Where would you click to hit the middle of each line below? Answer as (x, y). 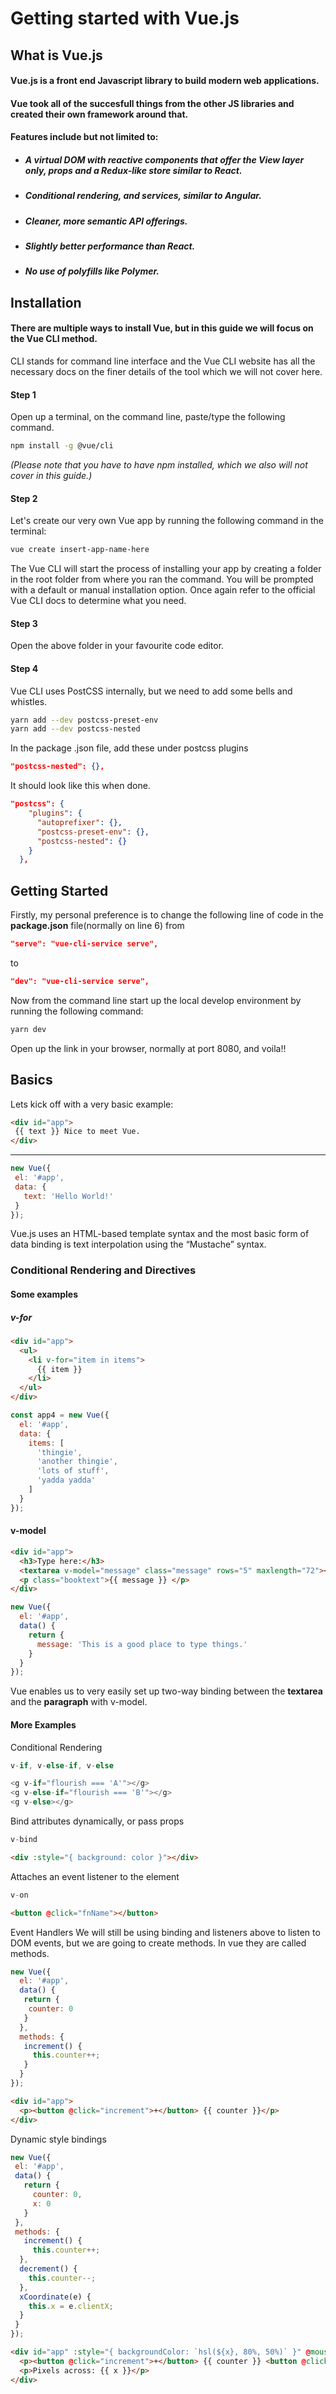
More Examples (43, 1724)
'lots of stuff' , (73, 1471)
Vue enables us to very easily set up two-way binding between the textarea (166, 1691)
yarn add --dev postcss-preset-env (84, 720)
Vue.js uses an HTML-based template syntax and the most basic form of (160, 1234)
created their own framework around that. (99, 114)
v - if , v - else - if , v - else (62, 1765)
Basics (31, 1080)
